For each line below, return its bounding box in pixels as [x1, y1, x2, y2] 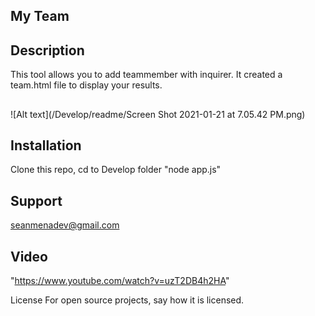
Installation [10, 137, 82, 154]
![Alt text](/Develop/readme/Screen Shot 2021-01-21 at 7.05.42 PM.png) [10, 108, 306, 120]
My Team [10, 8, 70, 25]
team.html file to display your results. [10, 79, 163, 91]
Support [10, 192, 63, 209]
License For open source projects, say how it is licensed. [10, 294, 245, 306]
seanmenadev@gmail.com [10, 219, 120, 231]
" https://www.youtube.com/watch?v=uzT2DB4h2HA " [10, 275, 230, 287]
